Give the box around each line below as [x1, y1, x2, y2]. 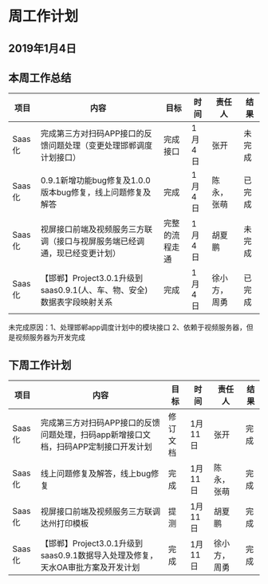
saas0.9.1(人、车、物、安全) [40, 285, 148, 296]
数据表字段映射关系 [40, 297, 113, 308]
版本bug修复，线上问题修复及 [40, 187, 152, 198]
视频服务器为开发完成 [14, 333, 85, 342]
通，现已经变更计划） [40, 248, 121, 259]
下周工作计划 [8, 358, 72, 372]
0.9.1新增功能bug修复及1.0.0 [40, 175, 152, 186]
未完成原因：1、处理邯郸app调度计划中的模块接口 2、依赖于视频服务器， [8, 322, 247, 332]
